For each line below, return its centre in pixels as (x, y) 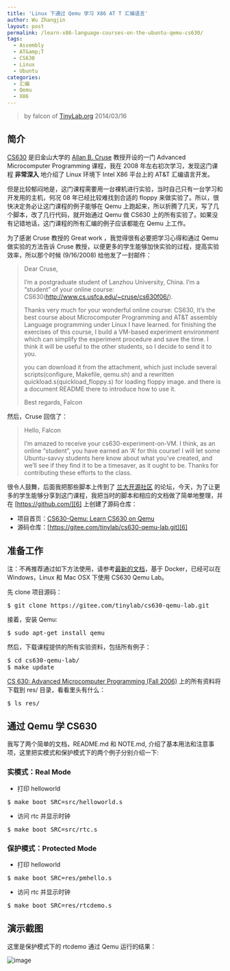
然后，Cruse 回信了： (38, 416)
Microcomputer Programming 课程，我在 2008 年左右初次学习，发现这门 (110, 165)
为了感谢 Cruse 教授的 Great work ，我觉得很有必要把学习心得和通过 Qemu (113, 238)
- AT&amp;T (29, 52)
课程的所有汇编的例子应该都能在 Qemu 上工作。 (122, 223)
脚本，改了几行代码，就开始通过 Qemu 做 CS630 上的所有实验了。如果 (112, 214)
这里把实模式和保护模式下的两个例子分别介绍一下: (89, 753)
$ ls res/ (23, 703)
